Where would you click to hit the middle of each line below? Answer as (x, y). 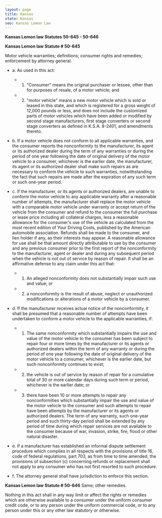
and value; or (40, 284)
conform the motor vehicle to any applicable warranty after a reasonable (84, 197)
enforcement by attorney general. (38, 61)
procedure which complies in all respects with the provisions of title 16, (82, 451)
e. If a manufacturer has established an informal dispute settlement (79, 446)
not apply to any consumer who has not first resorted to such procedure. (84, 466)
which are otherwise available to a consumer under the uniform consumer (79, 500)
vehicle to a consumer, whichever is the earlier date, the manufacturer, (82, 161)
